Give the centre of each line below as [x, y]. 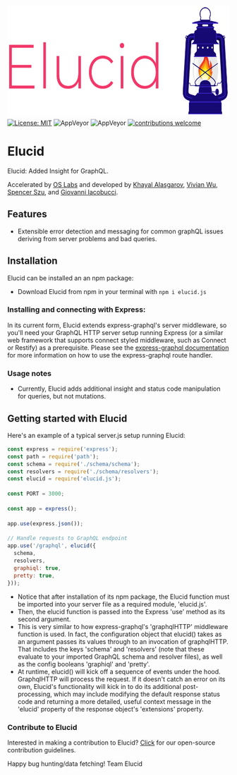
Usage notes [29, 373]
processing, [35, 694]
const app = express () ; [42, 508]
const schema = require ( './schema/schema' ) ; [74, 464]
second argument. [44, 619]
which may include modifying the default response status [137, 694]
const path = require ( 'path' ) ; [53, 456]
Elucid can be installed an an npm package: [71, 278]
